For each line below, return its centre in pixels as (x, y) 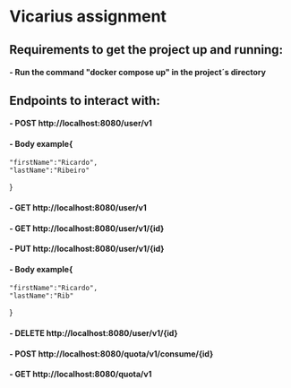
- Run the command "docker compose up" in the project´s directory (138, 73)
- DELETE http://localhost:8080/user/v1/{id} (94, 332)
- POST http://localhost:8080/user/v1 (81, 124)
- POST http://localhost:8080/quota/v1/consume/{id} (111, 354)
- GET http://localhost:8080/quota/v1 (81, 375)
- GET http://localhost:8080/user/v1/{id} (87, 228)
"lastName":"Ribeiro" (50, 171)
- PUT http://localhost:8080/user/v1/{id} (87, 249)
